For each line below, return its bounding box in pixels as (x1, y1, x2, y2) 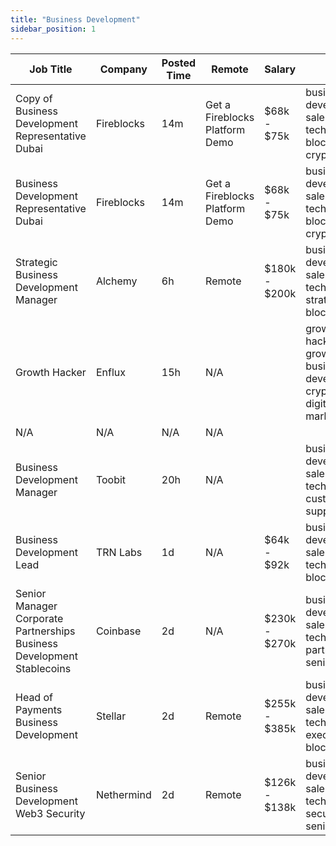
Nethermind (95, 787, 152, 801)
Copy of (15, 91, 53, 105)
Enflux (95, 365, 126, 379)
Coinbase (95, 624, 142, 638)
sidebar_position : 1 (10, 24, 97, 34)
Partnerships (15, 624, 76, 638)
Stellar (95, 709, 127, 723)
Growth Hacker (15, 365, 87, 379)
